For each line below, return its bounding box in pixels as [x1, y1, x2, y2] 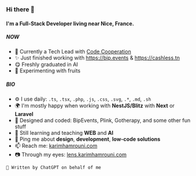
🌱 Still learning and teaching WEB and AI [14, 129, 114, 137]
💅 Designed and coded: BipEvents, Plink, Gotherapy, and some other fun [14, 117, 191, 124]
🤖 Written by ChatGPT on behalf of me [6, 165, 101, 171]
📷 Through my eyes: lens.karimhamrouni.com [14, 151, 127, 158]
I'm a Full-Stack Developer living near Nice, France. [6, 20, 134, 27]
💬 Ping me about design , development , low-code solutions [14, 135, 161, 143]
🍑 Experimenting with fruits [14, 67, 81, 74]
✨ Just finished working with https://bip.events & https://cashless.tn [14, 54, 180, 61]
